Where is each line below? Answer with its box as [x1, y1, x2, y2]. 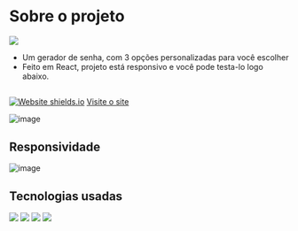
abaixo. [21, 71, 50, 81]
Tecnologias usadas [9, 189, 122, 204]
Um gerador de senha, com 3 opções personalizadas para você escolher [21, 51, 289, 63]
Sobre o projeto [9, 6, 125, 27]
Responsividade [9, 139, 100, 154]
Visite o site [86, 96, 129, 107]
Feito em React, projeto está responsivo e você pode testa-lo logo [21, 61, 263, 72]
